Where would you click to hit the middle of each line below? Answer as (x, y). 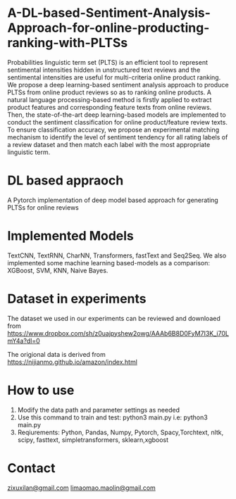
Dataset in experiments (77, 299)
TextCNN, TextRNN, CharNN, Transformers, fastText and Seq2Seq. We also (117, 255)
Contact (31, 468)
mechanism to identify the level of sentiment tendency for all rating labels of (118, 137)
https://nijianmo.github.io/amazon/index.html (72, 362)
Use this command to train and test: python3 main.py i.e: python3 (112, 417)
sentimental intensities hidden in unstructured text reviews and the (104, 70)
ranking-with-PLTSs (68, 43)
